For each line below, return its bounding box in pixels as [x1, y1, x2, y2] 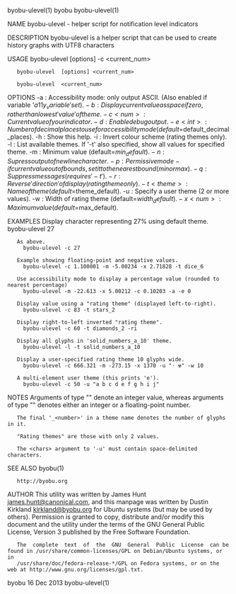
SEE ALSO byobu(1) [7, 464, 64, 473]
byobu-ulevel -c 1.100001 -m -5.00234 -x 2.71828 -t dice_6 [23, 263, 203, 270]
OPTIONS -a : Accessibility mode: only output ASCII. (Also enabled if [7, 93, 207, 101]
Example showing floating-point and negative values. [16, 257, 179, 264]
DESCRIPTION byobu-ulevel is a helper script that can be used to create [7, 33, 217, 42]
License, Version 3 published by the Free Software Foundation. [7, 527, 191, 537]
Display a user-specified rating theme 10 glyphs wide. [16, 356, 185, 363]
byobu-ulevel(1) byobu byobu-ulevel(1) [7, 6, 119, 14]
